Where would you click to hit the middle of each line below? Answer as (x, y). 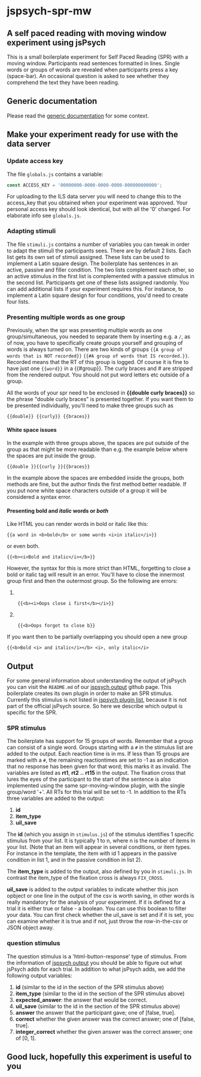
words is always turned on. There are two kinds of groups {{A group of (95, 349)
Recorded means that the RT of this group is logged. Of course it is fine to (98, 362)
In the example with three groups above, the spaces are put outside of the (98, 443)
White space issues (32, 429)
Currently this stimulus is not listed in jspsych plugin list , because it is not (97, 700)
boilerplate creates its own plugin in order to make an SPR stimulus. (90, 693)
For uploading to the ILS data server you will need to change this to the (94, 197)
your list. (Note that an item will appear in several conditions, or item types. (99, 847)
